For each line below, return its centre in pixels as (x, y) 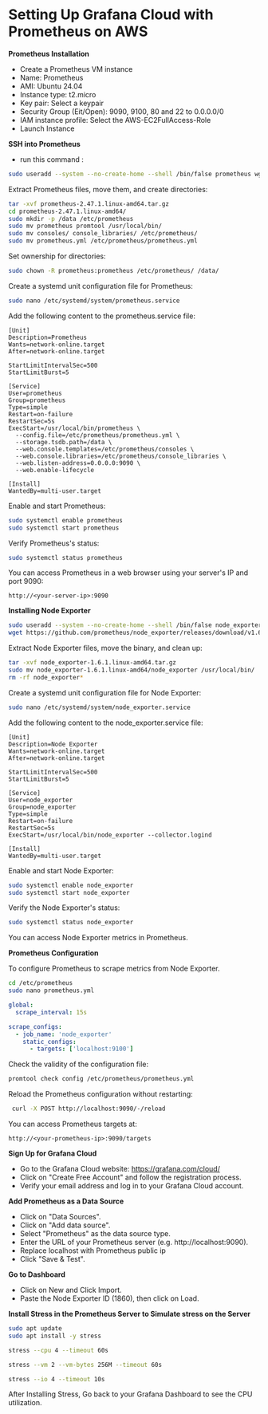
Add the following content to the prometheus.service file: (102, 316)
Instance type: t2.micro (58, 94)
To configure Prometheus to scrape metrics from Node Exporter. (114, 969)
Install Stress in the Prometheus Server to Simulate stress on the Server (130, 1314)
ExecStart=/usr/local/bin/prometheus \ (75, 428)
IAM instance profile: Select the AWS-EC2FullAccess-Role (115, 120)
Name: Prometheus (51, 77)
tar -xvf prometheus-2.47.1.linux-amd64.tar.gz (89, 204)
